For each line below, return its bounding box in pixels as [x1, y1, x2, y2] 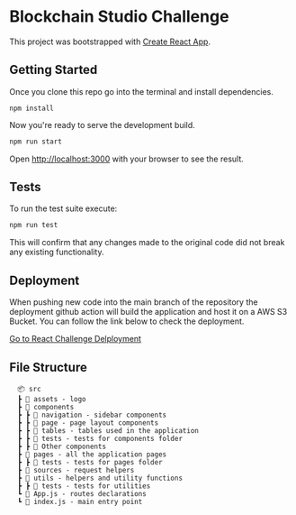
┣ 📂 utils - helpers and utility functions [17, 474, 183, 483]
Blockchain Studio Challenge [9, 6, 229, 27]
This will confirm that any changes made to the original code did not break [9, 237, 285, 248]
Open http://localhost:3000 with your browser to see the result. [9, 153, 245, 164]
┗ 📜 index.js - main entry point [17, 497, 143, 506]
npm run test [9, 221, 58, 230]
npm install [9, 104, 54, 113]
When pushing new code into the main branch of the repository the [9, 297, 258, 308]
